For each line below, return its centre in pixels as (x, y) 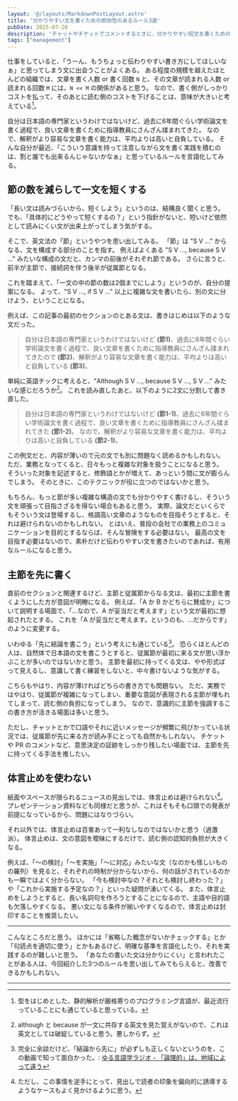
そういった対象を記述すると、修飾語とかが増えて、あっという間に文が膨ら (116, 473)
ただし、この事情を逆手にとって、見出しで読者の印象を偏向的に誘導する (123, 1082)
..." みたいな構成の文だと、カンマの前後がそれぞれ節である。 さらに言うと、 (118, 259)
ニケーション (26, 533)
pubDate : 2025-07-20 (38, 27)
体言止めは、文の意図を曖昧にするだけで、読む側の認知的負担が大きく (127, 839)
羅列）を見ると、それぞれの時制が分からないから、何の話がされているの (119, 871)
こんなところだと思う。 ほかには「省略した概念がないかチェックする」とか (117, 937)
